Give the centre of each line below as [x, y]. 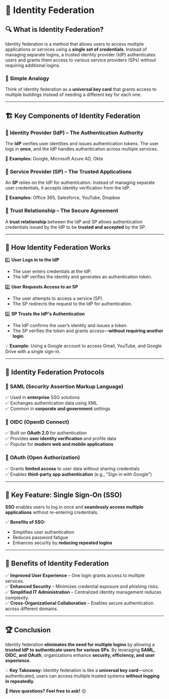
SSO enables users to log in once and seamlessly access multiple [74, 507]
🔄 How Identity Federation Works [58, 247]
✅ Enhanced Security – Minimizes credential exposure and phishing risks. [82, 586]
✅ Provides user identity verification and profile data [61, 439]
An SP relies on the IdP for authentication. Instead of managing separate [80, 182]
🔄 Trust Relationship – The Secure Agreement [62, 211]
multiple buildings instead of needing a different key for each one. [73, 94]
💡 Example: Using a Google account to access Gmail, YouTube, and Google [83, 346]
